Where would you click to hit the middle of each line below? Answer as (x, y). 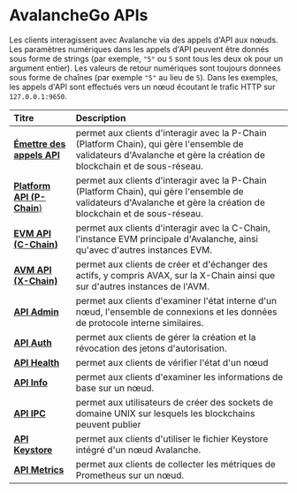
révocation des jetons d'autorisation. (151, 348)
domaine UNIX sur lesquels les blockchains (165, 413)
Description (101, 118)
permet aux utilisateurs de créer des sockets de (175, 402)
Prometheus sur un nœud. (130, 475)
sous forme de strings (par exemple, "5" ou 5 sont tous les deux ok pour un (146, 58)
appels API (37, 155)
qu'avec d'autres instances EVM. (144, 250)
